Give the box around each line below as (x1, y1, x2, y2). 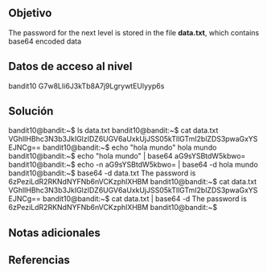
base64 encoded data (8, 36, 82, 46)
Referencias (8, 253, 71, 267)
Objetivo (8, 6, 52, 20)
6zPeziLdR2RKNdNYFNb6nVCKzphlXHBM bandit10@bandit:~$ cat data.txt (8, 177, 257, 187)
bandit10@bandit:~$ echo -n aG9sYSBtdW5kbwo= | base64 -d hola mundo (8, 160, 259, 170)
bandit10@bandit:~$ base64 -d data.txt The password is (8, 168, 196, 178)
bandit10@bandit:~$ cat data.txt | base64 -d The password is (43, 194, 247, 204)
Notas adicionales (8, 225, 101, 240)
